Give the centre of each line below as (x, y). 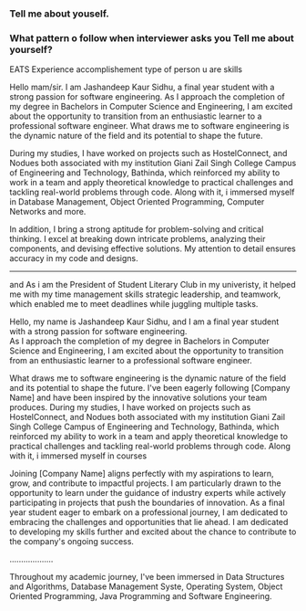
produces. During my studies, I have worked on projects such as (130, 407)
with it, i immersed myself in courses (78, 456)
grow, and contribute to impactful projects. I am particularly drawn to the (145, 483)
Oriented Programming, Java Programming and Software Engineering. (141, 596)
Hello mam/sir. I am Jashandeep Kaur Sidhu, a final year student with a (142, 87)
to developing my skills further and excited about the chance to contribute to (153, 532)
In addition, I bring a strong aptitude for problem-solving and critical (137, 229)
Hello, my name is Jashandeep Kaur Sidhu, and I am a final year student (144, 321)
